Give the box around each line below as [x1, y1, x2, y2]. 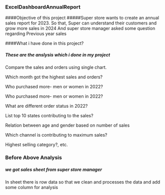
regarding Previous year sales [5, 31, 66, 37]
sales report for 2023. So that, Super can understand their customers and [5, 20, 156, 26]
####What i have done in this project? [5, 40, 84, 46]
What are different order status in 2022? [5, 103, 88, 109]
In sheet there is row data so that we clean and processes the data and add [5, 179, 160, 185]
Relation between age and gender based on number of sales [5, 122, 130, 128]
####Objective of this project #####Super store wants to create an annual [5, 15, 159, 21]
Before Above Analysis [5, 154, 62, 161]
